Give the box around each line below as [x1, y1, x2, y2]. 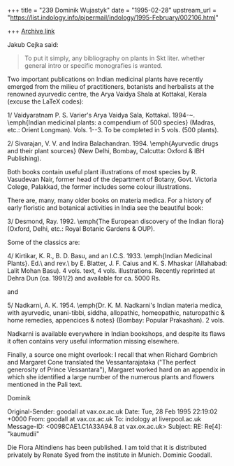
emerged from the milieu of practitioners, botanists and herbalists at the [7, 83, 214, 90]
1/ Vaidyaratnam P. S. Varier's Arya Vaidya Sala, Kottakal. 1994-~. [7, 111, 196, 119]
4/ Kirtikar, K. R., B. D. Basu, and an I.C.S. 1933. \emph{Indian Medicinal [7, 252, 212, 260]
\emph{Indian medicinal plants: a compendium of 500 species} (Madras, [7, 118, 216, 127]
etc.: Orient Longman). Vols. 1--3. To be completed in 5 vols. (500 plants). [7, 126, 219, 134]
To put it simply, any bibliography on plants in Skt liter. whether [24, 54, 205, 62]
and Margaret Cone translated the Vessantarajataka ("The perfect [7, 358, 196, 366]
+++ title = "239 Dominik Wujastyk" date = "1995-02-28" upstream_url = [7, 6, 217, 14]
